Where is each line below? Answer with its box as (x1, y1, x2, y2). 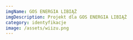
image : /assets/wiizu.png (5, 25, 69, 31)
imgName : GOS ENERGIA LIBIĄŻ (5, 8, 77, 15)
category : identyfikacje (5, 19, 66, 25)
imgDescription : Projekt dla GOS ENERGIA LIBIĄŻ (5, 14, 127, 20)
